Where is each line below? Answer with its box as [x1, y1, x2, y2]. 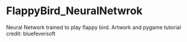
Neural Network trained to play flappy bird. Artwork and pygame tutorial [6, 24, 182, 31]
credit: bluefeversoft [6, 30, 56, 37]
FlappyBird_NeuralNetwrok [6, 4, 143, 18]
